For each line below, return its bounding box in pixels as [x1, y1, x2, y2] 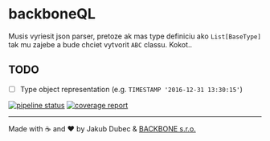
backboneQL [8, 5, 96, 23]
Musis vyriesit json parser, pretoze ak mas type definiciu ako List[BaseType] [8, 31, 261, 41]
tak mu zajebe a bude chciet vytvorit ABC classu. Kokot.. [8, 39, 193, 49]
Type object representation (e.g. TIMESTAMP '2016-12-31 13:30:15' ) [19, 84, 243, 94]
